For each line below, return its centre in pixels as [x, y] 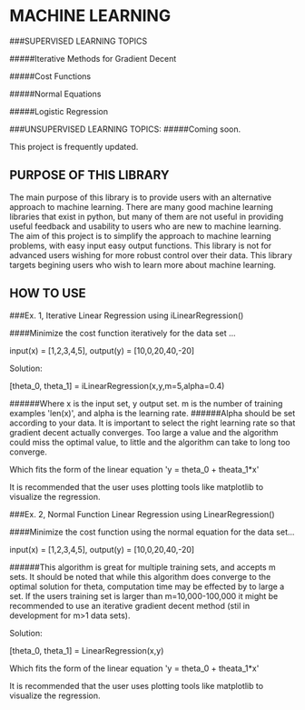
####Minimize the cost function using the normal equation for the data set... [152, 532]
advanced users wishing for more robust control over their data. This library [151, 255]
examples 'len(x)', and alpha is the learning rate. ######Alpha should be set [152, 413]
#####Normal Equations [55, 94]
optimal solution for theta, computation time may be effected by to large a [147, 586]
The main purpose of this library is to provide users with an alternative [141, 197]
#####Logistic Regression [59, 111]
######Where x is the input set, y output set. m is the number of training [146, 403]
